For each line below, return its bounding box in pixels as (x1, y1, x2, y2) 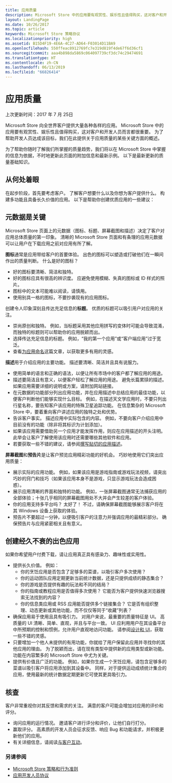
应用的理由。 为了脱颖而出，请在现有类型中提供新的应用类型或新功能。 (17, 646, 167, 652)
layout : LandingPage (5, 17, 50, 22)
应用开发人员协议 (12, 772, 49, 778)
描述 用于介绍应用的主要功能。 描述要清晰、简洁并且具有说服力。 (5, 359, 141, 365)
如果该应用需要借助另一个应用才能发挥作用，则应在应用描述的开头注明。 (12, 427, 165, 434)
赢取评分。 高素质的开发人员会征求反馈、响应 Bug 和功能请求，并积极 (12, 726, 160, 733)
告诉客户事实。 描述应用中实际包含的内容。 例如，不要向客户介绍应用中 (12, 415, 164, 421)
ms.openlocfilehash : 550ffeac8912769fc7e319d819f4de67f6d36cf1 (5, 46, 143, 51)
